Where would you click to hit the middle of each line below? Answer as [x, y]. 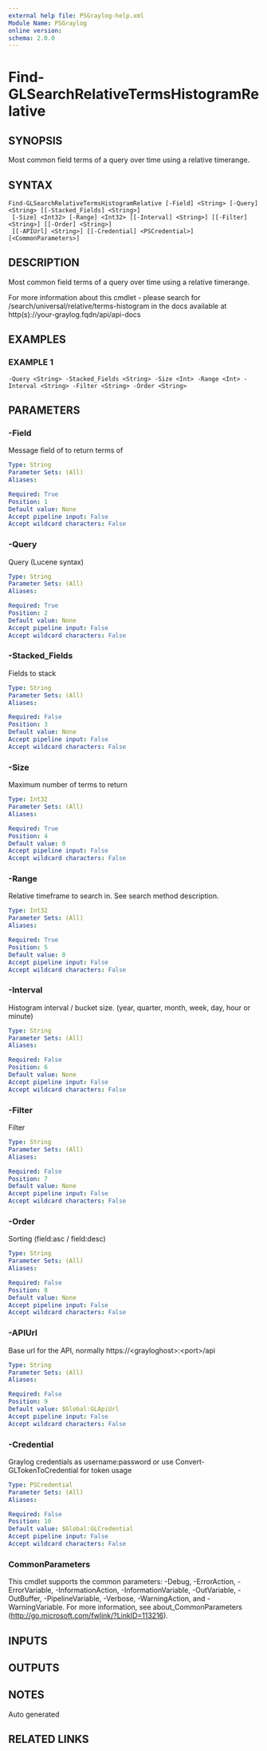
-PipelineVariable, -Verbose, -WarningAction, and [124, 1598]
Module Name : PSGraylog [48, 23]
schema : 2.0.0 [32, 38]
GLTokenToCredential [43, 1470]
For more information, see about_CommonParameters [155, 1607]
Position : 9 [28, 1402]
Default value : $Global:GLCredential [71, 1529]
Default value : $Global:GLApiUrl [64, 1409]
